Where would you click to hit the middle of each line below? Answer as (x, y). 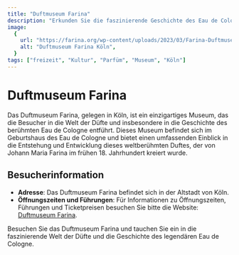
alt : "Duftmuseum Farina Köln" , (68, 47)
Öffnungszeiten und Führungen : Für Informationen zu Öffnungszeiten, (122, 200)
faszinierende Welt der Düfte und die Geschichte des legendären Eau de (113, 236)
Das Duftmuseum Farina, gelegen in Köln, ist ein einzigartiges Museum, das (118, 115)
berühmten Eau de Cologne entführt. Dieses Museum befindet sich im (110, 130)
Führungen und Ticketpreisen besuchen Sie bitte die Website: (108, 207)
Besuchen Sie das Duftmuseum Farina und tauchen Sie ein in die (102, 229)
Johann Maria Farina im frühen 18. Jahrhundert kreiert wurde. (97, 153)
